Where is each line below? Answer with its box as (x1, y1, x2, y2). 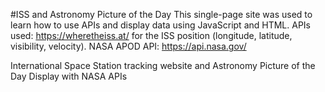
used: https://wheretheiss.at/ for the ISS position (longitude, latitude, (10, 30, 293, 41)
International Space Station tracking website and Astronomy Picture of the (10, 60, 316, 71)
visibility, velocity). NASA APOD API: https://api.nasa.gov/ (10, 40, 247, 52)
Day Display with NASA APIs (10, 70, 128, 82)
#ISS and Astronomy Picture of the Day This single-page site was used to (10, 9, 313, 20)
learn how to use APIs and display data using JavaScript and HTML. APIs (10, 19, 311, 31)
